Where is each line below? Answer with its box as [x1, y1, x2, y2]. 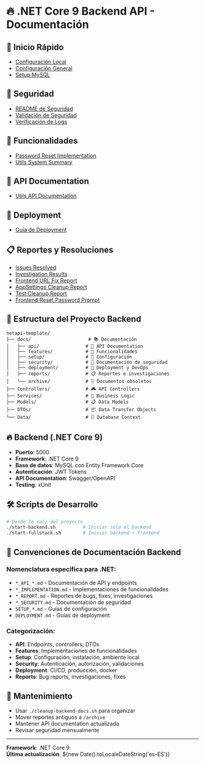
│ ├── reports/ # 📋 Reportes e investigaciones [6, 371, 170, 377]
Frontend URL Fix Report [15, 277, 77, 285]
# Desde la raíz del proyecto [6, 518, 84, 525]
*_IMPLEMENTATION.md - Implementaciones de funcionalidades [15, 585, 169, 593]
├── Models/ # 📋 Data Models [6, 399, 129, 405]
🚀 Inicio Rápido [6, 42, 64, 53]
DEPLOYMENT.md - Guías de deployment [15, 611, 110, 619]
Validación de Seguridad [15, 111, 77, 118]
